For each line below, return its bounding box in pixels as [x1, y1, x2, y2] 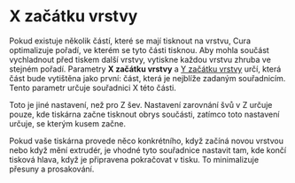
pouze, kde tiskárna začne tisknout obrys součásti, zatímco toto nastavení [9, 109, 280, 119]
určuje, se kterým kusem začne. [9, 118, 127, 129]
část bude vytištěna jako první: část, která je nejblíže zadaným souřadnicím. [9, 72, 286, 83]
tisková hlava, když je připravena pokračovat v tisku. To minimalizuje [9, 154, 260, 164]
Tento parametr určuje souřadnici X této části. [9, 82, 177, 93]
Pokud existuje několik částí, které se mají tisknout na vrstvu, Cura [9, 35, 251, 46]
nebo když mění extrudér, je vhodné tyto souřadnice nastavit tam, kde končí [9, 144, 286, 156]
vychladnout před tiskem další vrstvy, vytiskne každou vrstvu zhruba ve [9, 54, 272, 65]
